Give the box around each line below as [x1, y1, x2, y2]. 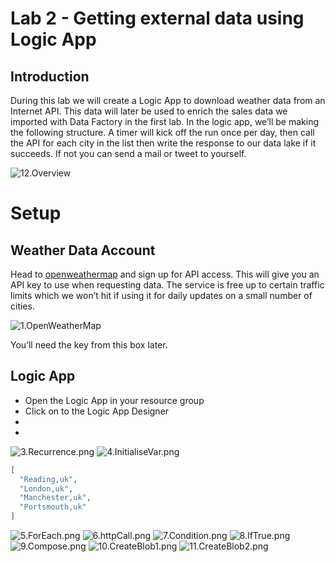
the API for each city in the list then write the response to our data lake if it [10, 137, 317, 149]
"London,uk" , [19, 483, 74, 494]
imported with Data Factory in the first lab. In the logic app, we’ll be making [10, 116, 320, 127]
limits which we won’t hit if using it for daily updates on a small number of [10, 290, 313, 301]
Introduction [10, 68, 90, 85]
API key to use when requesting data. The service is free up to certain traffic [10, 279, 325, 291]
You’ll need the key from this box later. [10, 339, 168, 351]
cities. [10, 300, 35, 312]
